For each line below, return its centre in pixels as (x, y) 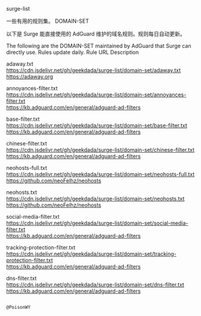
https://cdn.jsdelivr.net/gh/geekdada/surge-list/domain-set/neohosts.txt (95, 199)
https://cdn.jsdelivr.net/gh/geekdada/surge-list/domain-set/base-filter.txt (97, 125)
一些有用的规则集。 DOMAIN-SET (48, 21)
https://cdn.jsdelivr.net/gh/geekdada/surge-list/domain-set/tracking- (91, 254)
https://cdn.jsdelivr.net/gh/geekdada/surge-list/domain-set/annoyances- (96, 95)
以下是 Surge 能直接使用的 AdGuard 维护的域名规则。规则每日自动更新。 (96, 34)
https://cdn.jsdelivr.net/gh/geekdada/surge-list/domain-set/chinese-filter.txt (100, 150)
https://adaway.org (30, 77)
